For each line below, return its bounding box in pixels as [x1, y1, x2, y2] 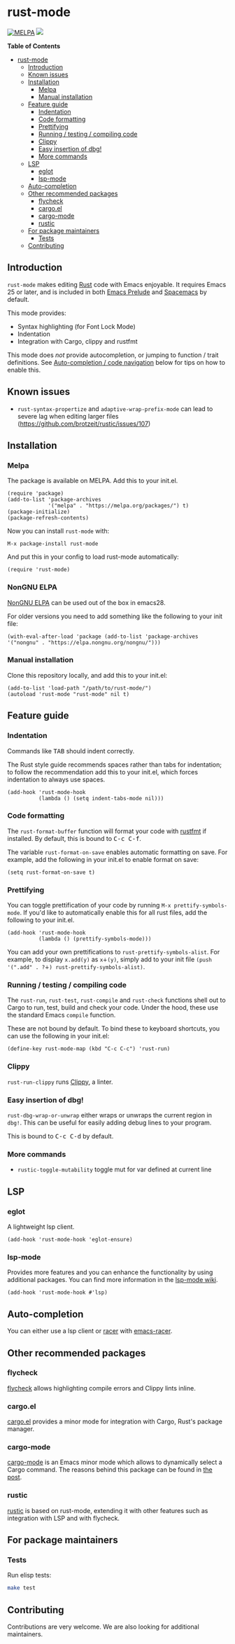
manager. [7, 1425, 35, 1433]
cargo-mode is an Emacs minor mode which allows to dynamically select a [7, 1458, 222, 1467]
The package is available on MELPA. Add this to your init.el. [7, 477, 178, 485]
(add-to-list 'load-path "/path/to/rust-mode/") [7, 684, 152, 692]
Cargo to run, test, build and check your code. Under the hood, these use [7, 1003, 219, 1012]
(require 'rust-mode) [7, 566, 71, 573]
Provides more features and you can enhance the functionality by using [7, 1268, 213, 1276]
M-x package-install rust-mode [7, 541, 99, 548]
